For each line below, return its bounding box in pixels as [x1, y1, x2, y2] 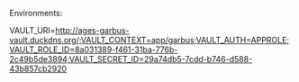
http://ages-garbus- [55, 25, 130, 35]
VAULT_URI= [9, 25, 56, 35]
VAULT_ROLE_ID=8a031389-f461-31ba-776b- [9, 44, 178, 55]
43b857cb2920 [9, 63, 68, 74]
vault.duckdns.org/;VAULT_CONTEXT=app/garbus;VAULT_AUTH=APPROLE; [9, 35, 290, 45]
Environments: [9, 8, 63, 18]
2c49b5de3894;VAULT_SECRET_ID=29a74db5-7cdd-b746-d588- [9, 54, 253, 64]
